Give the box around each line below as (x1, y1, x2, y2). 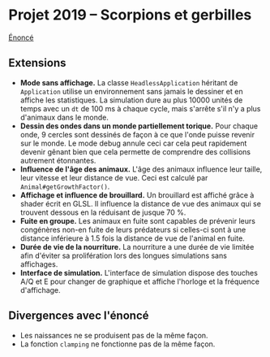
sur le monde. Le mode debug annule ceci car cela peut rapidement (19, 138, 247, 148)
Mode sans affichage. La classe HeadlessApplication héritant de (19, 77, 238, 87)
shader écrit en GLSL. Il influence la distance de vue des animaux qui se (19, 198, 262, 208)
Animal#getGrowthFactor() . (19, 181, 110, 191)
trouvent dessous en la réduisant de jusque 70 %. (19, 207, 186, 217)
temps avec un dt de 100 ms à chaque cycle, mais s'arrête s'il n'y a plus (19, 103, 261, 113)
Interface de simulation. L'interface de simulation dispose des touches (19, 268, 258, 277)
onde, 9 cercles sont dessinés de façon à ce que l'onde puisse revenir (19, 129, 255, 139)
